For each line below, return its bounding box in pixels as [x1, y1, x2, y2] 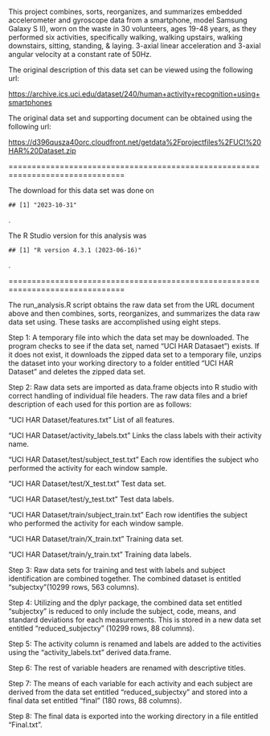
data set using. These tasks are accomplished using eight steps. [8, 317, 221, 326]
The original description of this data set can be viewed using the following [8, 65, 253, 75]
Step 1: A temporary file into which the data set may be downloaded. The [8, 333, 249, 342]
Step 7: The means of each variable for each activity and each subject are [8, 679, 253, 688]
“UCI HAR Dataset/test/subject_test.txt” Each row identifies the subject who [8, 455, 260, 464]
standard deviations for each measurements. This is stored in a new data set [8, 615, 261, 624]
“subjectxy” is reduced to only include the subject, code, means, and [8, 607, 237, 615]
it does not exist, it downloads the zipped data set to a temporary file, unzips [8, 350, 262, 359]
